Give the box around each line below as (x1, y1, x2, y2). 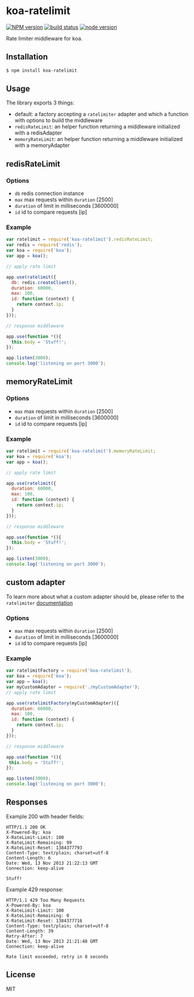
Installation (6, 52, 48, 62)
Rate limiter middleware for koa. (6, 35, 83, 42)
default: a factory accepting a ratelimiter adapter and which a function (14, 110, 189, 118)
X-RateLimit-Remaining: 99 (6, 840, 72, 846)
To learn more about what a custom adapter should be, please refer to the (6, 593, 185, 600)
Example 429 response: (6, 885, 63, 893)
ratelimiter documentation (6, 599, 73, 606)
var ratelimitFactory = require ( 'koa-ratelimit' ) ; (6, 668, 132, 673)
